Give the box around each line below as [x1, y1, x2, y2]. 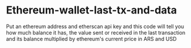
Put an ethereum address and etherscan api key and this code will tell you [6, 23, 185, 30]
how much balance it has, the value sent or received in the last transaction [6, 29, 186, 36]
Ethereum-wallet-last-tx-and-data [6, 4, 178, 17]
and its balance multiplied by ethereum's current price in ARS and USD [6, 35, 177, 42]
